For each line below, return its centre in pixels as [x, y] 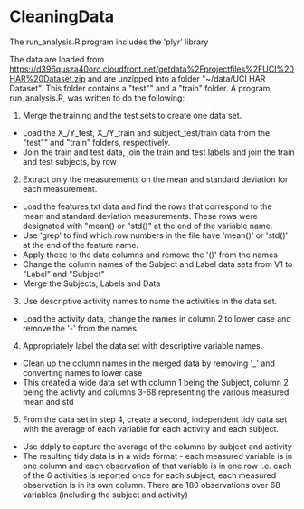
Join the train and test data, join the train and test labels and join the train [158, 152]
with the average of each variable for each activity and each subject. [150, 428]
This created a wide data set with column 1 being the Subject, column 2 [156, 382]
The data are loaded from [57, 59]
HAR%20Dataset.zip [47, 78]
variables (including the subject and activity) [105, 495]
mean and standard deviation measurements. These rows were [140, 216]
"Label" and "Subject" [64, 274]
